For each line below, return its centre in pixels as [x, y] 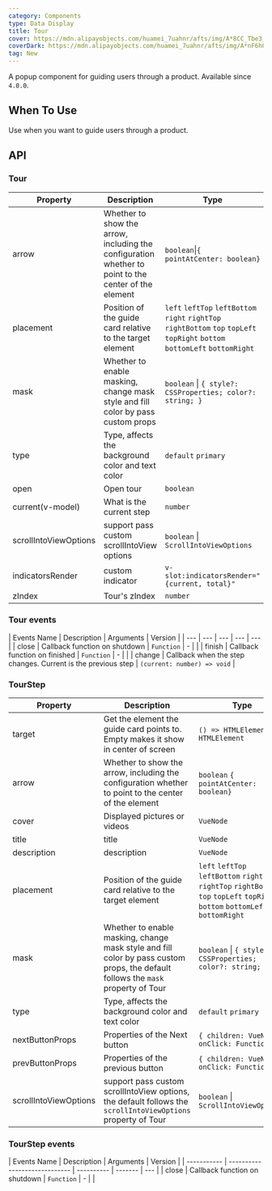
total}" [221, 583]
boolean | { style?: [202, 383]
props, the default [137, 968]
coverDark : [27, 46]
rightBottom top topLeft [210, 328]
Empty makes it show [144, 739]
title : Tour [28, 31]
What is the [125, 501]
